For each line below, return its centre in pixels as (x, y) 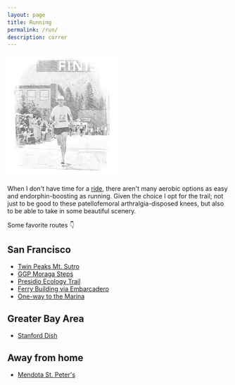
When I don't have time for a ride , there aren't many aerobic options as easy (118, 188)
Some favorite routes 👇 (41, 225)
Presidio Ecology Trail (49, 282)
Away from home (45, 358)
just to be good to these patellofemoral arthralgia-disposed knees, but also (116, 203)
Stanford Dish (37, 336)
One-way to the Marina (51, 296)
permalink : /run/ (33, 30)
